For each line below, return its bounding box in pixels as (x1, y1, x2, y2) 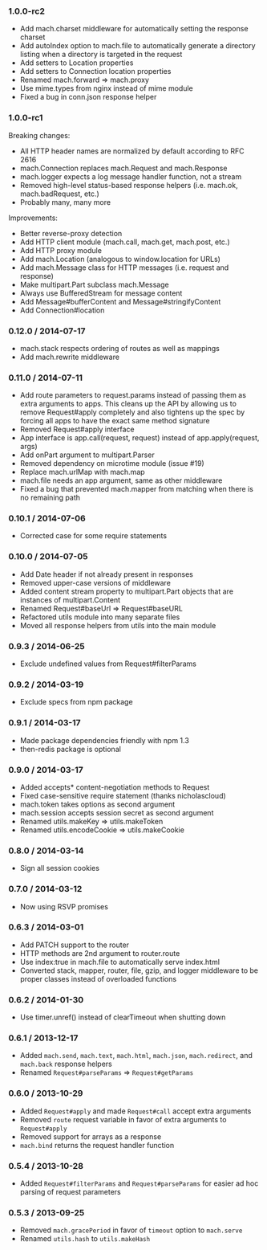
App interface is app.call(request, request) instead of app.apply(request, (19, 433, 260, 443)
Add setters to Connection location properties (19, 67, 172, 76)
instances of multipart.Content (19, 594, 121, 604)
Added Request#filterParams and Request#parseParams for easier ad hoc (19, 1179, 259, 1188)
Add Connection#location (19, 305, 105, 315)
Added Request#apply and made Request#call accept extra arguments (19, 1106, 252, 1116)
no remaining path (19, 492, 81, 503)
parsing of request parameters (19, 1187, 122, 1197)
